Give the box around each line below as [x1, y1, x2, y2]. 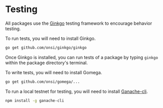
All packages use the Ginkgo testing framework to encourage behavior [5, 20, 152, 26]
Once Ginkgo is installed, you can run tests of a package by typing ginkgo [5, 54, 158, 60]
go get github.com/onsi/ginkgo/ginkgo [5, 45, 87, 50]
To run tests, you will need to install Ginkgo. [5, 35, 96, 41]
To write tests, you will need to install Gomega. [5, 69, 102, 75]
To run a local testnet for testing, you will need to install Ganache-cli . [5, 88, 148, 94]
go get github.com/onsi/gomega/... [5, 79, 80, 84]
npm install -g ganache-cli [5, 98, 65, 103]
